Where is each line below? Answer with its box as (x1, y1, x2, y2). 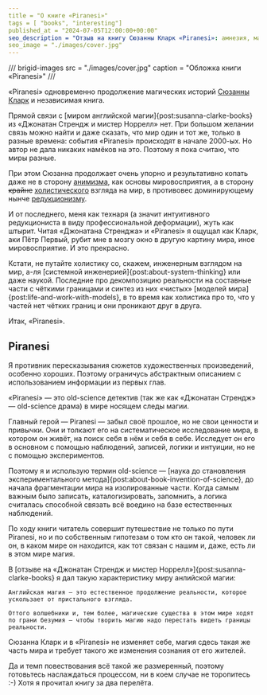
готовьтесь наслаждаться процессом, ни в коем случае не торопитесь (8, 670, 250, 679)
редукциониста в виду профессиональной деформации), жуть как (8, 218, 234, 228)
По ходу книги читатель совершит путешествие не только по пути (8, 523, 234, 533)
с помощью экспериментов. (8, 451, 105, 460)
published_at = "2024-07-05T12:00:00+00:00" (8, 26, 158, 34)
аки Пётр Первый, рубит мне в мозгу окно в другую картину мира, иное (8, 235, 256, 244)
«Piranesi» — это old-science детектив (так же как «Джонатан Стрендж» (8, 392, 256, 402)
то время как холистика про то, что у (128, 292, 256, 303)
